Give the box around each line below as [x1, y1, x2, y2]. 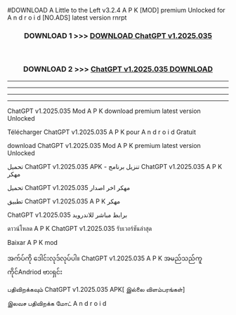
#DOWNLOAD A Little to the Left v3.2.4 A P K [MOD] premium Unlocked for [7, 6, 226, 14]
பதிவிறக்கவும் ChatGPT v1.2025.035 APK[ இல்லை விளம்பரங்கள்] [7, 285, 185, 293]
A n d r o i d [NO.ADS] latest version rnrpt [7, 13, 127, 22]
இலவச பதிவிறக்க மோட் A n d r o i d [7, 299, 107, 307]
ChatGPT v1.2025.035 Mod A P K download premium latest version [7, 107, 202, 115]
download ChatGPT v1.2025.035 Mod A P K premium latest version [7, 141, 202, 149]
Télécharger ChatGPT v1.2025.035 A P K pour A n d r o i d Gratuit [7, 128, 197, 136]
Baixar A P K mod [7, 238, 58, 246]
